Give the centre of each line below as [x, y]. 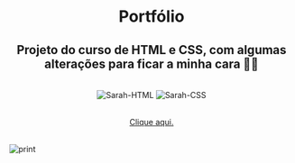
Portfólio [152, 17]
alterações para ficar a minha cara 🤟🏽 [152, 63]
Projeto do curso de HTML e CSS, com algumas [152, 50]
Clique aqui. [152, 122]
